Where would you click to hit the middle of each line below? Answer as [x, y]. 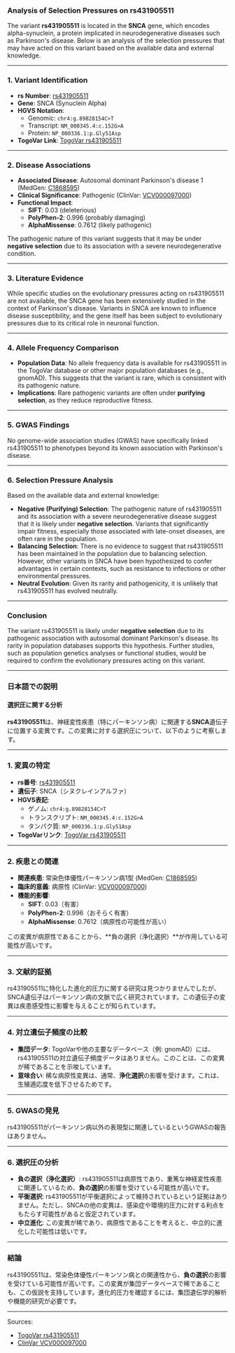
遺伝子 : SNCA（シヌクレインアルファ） [74, 791]
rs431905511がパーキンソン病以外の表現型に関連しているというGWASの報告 [117, 1127]
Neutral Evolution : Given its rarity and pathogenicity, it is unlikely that [117, 583]
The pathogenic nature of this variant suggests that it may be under [105, 238]
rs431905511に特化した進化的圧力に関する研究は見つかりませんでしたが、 [114, 988]
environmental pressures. [54, 576]
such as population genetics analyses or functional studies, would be [107, 653]
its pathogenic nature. [49, 386]
